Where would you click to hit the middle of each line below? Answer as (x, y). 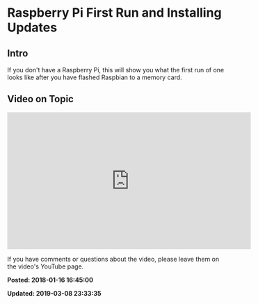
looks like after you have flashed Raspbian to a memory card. (95, 77)
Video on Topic (41, 99)
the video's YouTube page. (46, 266)
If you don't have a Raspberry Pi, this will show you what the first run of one (116, 70)
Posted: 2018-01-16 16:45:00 (50, 280)
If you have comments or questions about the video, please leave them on (113, 259)
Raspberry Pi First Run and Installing (114, 13)
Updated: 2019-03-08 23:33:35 (55, 293)
